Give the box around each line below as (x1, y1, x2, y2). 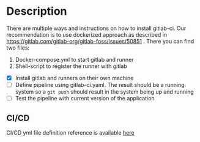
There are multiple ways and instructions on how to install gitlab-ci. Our (6, 24, 187, 32)
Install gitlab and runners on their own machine (15, 74, 134, 81)
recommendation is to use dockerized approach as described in (6, 31, 167, 38)
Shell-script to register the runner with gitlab (15, 62, 127, 70)
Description (6, 4, 67, 18)
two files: (6, 44, 29, 51)
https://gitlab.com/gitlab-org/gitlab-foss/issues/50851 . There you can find (6, 37, 194, 45)
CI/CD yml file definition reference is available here (6, 129, 135, 136)
